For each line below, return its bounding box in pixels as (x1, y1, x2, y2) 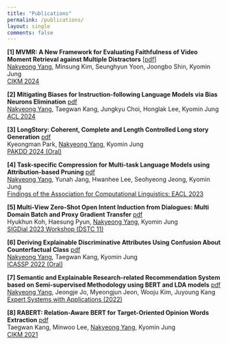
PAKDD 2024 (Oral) (7, 147, 62, 156)
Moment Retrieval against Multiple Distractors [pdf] (7, 56, 157, 64)
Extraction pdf (7, 316, 49, 324)
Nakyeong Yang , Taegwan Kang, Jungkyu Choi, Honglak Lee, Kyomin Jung (7, 105, 219, 113)
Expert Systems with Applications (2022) (7, 296, 123, 304)
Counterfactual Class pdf (7, 246, 81, 254)
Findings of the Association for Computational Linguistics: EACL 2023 (7, 190, 204, 198)
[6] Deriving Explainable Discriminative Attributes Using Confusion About (7, 238, 221, 247)
